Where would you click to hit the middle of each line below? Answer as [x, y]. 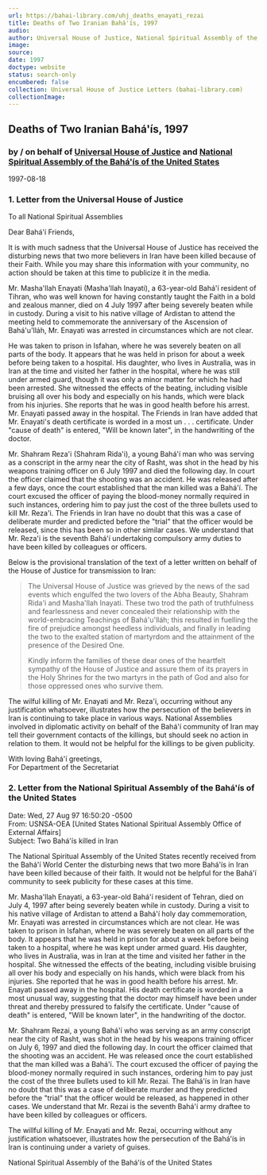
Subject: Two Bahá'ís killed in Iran [63, 841]
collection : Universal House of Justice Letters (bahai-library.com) [126, 89]
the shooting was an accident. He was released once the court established [130, 1055]
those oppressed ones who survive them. [96, 686]
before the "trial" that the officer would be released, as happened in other [128, 1098]
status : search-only [43, 75]
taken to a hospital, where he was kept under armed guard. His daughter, [128, 947]
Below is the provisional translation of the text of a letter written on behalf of [133, 562]
